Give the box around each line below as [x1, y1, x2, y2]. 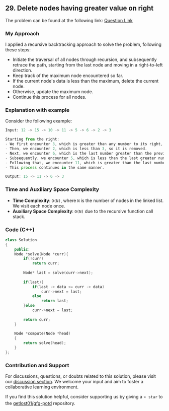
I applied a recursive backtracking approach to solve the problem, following [5, 41, 162, 47]
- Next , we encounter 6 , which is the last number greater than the [5, 151, 152, 156]
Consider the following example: [5, 118, 72, 124]
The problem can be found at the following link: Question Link [5, 17, 133, 23]
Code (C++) [5, 226, 35, 233]
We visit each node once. [12, 202, 65, 209]
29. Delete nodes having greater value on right [5, 4, 154, 13]
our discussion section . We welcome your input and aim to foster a [5, 379, 143, 385]
